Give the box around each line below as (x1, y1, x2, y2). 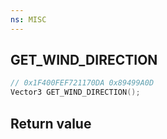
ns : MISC (10, 14, 47, 25)
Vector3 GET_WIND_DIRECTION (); (10, 87, 141, 98)
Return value (10, 115, 92, 132)
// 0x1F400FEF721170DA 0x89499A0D (10, 78, 155, 88)
